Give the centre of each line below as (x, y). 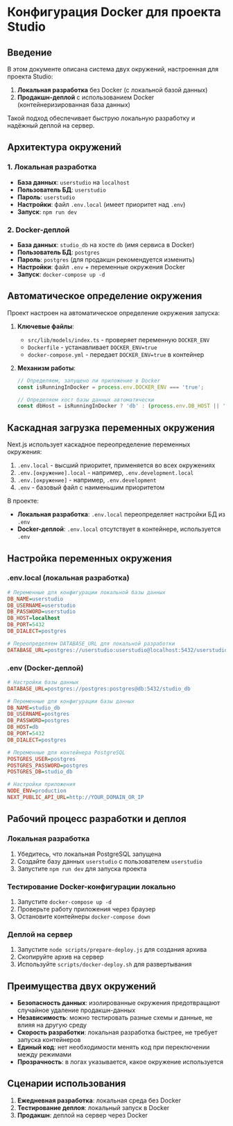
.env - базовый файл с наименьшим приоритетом (91, 487)
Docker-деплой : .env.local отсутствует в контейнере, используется (119, 529)
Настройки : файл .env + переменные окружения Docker (101, 267)
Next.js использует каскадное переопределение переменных (99, 444)
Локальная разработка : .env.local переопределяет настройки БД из (121, 514)
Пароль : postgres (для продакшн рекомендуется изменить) (106, 259)
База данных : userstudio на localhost (73, 182)
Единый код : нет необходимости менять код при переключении (113, 1047)
